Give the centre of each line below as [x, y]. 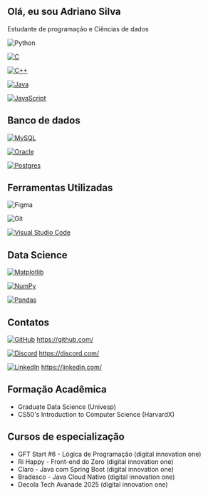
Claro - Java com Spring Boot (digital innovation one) [96, 469]
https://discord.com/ [69, 353]
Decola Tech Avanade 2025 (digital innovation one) [93, 484]
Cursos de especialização [66, 437]
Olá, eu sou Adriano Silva [64, 12]
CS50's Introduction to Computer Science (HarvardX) [96, 414]
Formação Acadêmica [57, 389]
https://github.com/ [65, 340]
